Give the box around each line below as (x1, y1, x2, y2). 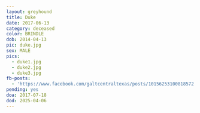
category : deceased (6, 25, 55, 32)
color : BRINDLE (6, 31, 44, 37)
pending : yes (6, 87, 39, 93)
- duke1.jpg (11, 59, 42, 65)
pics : (6, 53, 20, 59)
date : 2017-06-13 (6, 20, 50, 26)
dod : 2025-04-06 (6, 97, 47, 103)
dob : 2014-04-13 (6, 36, 47, 42)
